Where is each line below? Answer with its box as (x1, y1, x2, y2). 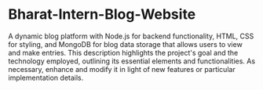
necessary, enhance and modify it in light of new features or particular (8, 64, 236, 74)
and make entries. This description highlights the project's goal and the (8, 48, 239, 57)
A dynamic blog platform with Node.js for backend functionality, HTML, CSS (8, 31, 254, 41)
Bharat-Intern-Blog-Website (8, 5, 196, 23)
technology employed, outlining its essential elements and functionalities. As (8, 56, 256, 66)
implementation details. (8, 73, 84, 82)
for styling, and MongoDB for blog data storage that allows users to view (8, 39, 243, 49)
